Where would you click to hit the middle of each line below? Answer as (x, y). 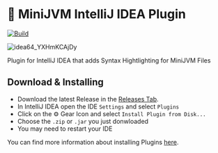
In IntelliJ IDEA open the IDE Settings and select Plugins (98, 106)
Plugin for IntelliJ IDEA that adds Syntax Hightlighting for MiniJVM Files (109, 60)
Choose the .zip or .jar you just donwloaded (83, 121)
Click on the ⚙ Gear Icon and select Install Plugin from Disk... (112, 113)
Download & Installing (56, 82)
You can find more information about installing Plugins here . (93, 142)
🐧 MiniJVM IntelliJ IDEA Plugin (96, 14)
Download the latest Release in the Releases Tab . (88, 99)
